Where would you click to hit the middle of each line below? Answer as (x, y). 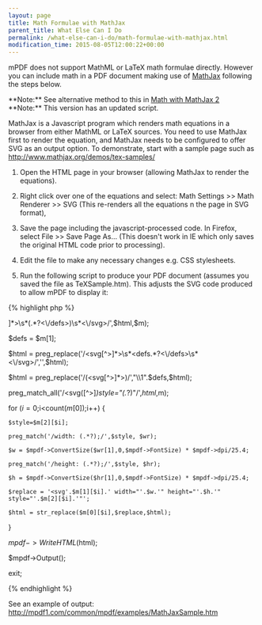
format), (33, 213)
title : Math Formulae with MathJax (67, 23)
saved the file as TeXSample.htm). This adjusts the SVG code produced (136, 284)
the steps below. (35, 85)
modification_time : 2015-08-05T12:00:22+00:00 (86, 45)
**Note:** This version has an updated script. (84, 108)
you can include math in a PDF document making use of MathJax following (130, 76)
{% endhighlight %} (40, 589)
